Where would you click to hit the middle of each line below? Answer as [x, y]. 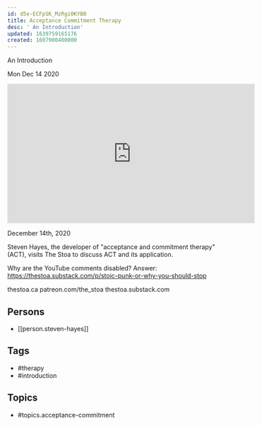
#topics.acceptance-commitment [66, 415]
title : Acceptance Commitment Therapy [64, 21]
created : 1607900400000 [42, 40]
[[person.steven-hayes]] [53, 328]
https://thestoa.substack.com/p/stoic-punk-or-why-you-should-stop [107, 276]
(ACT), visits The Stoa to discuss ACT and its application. [90, 255]
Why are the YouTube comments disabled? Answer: [82, 268]
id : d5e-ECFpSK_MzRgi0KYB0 [47, 14]
